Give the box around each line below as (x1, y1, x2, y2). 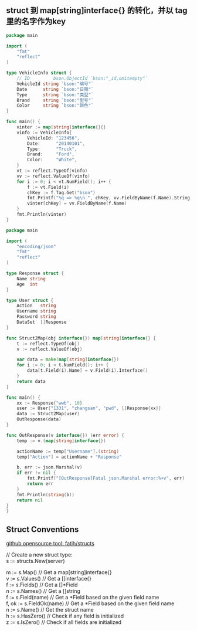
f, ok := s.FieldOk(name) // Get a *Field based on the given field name (6, 600, 175, 607)
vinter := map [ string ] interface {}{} (16, 124, 107, 130)
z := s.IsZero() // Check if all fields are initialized (6, 619, 122, 626)
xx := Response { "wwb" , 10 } (16, 400, 83, 406)
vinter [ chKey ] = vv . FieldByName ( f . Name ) (27, 201, 127, 206)
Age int (16, 281, 38, 287)
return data (16, 378, 46, 384)
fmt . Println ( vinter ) (16, 212, 67, 218)
